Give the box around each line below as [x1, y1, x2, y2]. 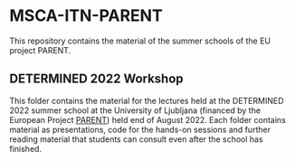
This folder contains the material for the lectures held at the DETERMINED [9, 95, 284, 106]
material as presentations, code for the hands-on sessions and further [9, 124, 271, 135]
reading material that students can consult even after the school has [9, 133, 264, 145]
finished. [9, 143, 43, 154]
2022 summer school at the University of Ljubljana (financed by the [9, 105, 261, 116]
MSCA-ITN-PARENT [9, 5, 163, 26]
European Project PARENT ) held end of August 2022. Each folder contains [9, 114, 287, 125]
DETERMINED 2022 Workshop [9, 71, 184, 87]
